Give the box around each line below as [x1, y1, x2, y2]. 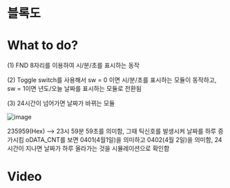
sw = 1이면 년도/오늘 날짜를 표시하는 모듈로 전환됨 [7, 85, 142, 93]
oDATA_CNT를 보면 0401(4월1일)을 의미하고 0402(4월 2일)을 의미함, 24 [25, 136, 222, 144]
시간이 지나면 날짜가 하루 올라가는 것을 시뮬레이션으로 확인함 [7, 145, 170, 153]
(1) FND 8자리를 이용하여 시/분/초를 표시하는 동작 [7, 61, 140, 70]
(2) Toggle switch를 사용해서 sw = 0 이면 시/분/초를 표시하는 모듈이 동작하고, [7, 76, 217, 84]
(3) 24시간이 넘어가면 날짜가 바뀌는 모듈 [7, 99, 115, 107]
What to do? [7, 38, 78, 53]
